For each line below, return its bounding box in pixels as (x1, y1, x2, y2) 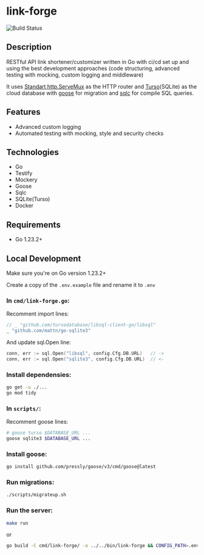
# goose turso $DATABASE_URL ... (6, 430, 91, 436)
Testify (15, 170, 33, 177)
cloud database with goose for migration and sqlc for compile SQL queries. (6, 89, 194, 97)
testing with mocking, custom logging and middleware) (6, 71, 144, 78)
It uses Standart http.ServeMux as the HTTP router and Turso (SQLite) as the (6, 83, 197, 90)
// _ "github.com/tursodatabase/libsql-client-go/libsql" (6, 322, 156, 328)
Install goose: (6, 450, 47, 458)
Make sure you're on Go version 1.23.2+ (6, 269, 106, 277)
